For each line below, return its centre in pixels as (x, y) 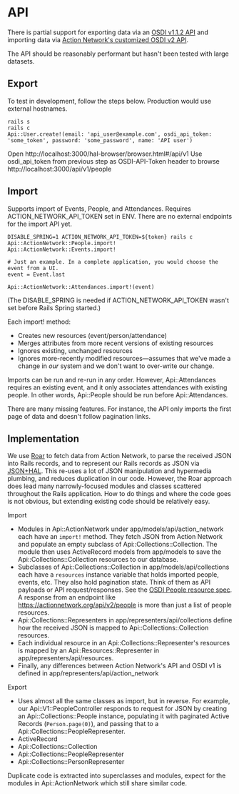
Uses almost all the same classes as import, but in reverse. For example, (124, 701)
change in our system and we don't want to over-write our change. (116, 366)
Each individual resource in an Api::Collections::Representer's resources (124, 643)
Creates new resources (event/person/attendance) (92, 335)
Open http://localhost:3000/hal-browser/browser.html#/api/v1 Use (105, 154)
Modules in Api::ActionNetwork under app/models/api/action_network (121, 529)
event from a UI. (33, 268)
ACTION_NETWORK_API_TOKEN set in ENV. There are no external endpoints (120, 216)
